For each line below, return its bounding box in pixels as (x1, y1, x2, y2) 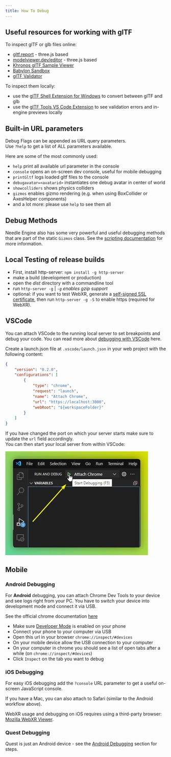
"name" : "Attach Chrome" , (32, 394, 88, 399)
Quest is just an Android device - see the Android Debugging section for (5, 741, 157, 747)
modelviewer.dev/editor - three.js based (12, 57, 97, 63)
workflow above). (5, 701, 42, 707)
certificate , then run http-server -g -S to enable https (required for (12, 296, 155, 302)
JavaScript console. (20, 686, 63, 692)
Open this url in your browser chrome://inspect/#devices (12, 633, 133, 640)
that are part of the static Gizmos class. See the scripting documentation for (5, 235, 163, 241)
